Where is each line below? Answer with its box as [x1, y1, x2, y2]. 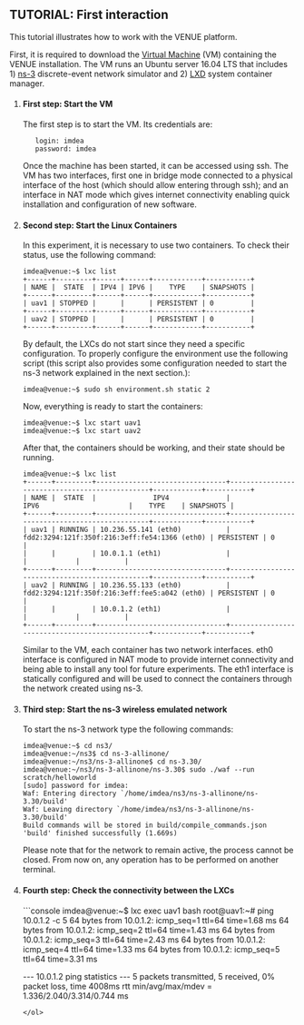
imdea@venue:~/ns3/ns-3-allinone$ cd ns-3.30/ [22, 757, 202, 766]
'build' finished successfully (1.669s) [22, 829, 178, 838]
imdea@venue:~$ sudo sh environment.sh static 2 [22, 385, 211, 394]
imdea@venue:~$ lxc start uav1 [22, 419, 142, 428]
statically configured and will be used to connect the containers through [22, 674, 292, 685]
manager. [9, 77, 45, 89]
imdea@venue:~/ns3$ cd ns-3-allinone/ [22, 749, 170, 759]
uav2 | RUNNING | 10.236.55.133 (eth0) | [31, 581, 230, 590]
